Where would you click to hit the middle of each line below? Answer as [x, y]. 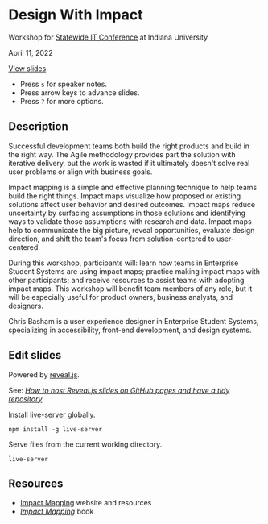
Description [38, 127]
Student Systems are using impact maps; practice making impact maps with [134, 271]
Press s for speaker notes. [63, 84]
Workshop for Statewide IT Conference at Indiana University [108, 37]
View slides [27, 68]
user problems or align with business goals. [80, 172]
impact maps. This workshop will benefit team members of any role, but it [130, 289]
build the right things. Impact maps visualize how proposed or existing [125, 196]
